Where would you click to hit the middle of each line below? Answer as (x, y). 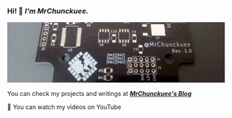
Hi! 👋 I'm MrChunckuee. (48, 11)
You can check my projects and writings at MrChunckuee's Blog (99, 93)
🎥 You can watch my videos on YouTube (64, 107)
